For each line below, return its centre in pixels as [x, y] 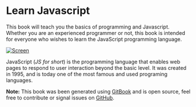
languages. [20, 80]
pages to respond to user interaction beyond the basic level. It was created [96, 67]
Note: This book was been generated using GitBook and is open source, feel [98, 91]
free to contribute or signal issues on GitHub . [60, 98]
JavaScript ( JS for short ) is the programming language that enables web [93, 62]
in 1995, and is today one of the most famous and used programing [87, 74]
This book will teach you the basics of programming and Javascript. [88, 27]
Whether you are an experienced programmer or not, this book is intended [96, 33]
